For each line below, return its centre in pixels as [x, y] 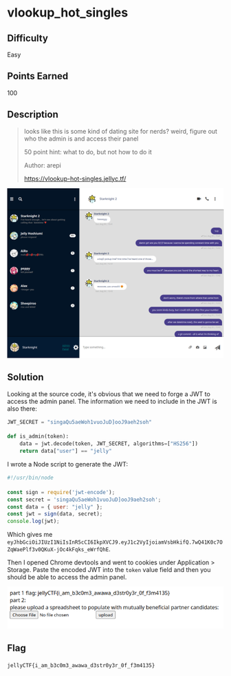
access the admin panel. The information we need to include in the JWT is [112, 401]
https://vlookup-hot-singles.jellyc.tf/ [75, 178]
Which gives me [30, 535]
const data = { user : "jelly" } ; [55, 507]
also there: [22, 409]
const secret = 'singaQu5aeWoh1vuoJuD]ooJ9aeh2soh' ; [84, 500]
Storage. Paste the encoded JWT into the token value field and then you [109, 570]
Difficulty [27, 38]
